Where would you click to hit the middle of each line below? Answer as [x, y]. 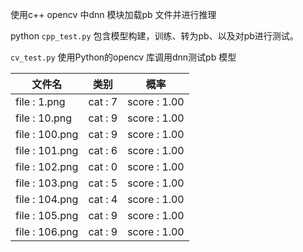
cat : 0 [103, 166]
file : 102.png [47, 166]
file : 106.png [47, 231]
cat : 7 [103, 101]
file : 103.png [47, 183]
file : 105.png [47, 215]
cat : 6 [103, 150]
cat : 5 [103, 183]
